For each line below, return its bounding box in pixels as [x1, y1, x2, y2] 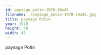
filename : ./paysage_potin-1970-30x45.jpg [5, 12, 96, 17]
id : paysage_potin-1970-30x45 [5, 7, 69, 12]
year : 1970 [5, 21, 28, 26]
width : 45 [5, 30, 26, 35]
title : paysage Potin [5, 16, 51, 21]
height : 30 [5, 26, 28, 31]
